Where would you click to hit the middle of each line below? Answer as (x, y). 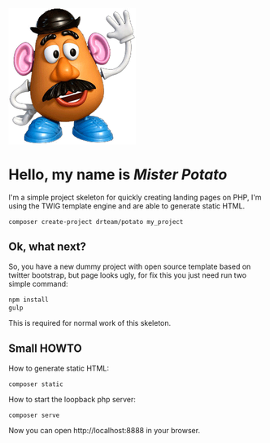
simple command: (38, 283)
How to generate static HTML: (59, 368)
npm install (28, 300)
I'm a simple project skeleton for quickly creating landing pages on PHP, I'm (135, 197)
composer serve (34, 415)
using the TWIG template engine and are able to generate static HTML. (127, 206)
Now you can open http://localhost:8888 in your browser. (105, 430)
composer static (36, 384)
